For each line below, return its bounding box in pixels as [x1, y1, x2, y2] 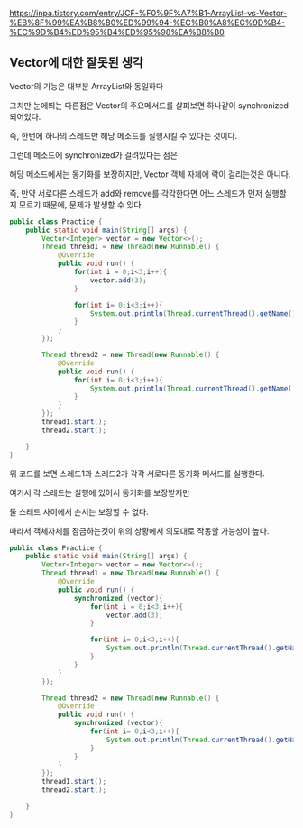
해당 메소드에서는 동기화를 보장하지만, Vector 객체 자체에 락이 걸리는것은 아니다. [9, 169, 291, 179]
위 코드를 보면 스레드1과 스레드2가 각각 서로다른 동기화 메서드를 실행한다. [9, 468, 265, 479]
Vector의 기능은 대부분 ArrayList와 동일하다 [9, 80, 164, 91]
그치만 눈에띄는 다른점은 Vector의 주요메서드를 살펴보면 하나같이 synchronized [9, 99, 289, 111]
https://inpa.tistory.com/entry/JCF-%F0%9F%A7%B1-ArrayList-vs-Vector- [9, 8, 288, 18]
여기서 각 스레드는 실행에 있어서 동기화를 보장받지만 [9, 487, 190, 498]
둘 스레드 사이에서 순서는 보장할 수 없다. [9, 506, 149, 517]
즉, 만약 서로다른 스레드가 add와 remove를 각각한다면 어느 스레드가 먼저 [9, 188, 263, 198]
